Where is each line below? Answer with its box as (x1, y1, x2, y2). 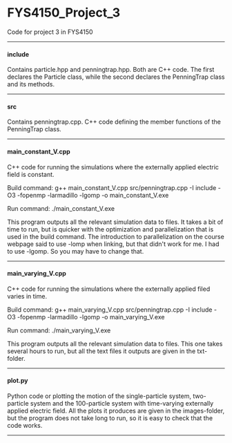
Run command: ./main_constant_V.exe (7, 204, 115, 212)
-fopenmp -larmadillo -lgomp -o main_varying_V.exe (17, 312, 165, 321)
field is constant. (7, 170, 55, 178)
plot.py (7, 377, 29, 385)
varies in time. (7, 292, 47, 300)
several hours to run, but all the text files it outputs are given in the (7, 347, 196, 355)
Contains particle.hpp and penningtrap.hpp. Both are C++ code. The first (7, 66, 215, 74)
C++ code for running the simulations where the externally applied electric (7, 162, 220, 171)
